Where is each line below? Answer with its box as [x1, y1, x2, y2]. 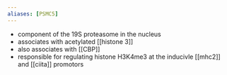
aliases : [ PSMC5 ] [7, 10, 59, 18]
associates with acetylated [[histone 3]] [17, 37, 134, 46]
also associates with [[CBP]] [17, 45, 100, 53]
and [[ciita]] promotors [17, 59, 84, 68]
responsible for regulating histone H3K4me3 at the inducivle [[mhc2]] [17, 52, 221, 61]
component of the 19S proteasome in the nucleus [17, 30, 161, 38]
